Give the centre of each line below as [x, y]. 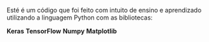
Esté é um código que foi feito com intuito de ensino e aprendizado [104, 10]
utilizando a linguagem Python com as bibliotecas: [80, 17]
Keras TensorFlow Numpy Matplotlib [62, 31]
